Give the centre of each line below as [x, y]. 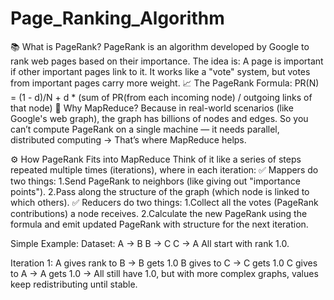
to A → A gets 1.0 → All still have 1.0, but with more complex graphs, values [164, 273]
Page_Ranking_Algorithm [117, 18]
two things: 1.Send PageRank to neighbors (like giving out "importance [155, 181]
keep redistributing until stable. [74, 284]
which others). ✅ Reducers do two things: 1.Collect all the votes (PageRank [164, 202]
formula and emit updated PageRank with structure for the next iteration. [159, 224]
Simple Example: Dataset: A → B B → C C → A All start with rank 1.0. [150, 243]
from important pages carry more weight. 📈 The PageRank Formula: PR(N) [165, 83]
